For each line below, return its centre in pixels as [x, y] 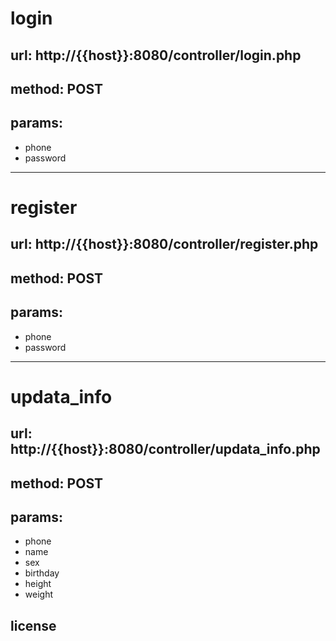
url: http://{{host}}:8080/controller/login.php [156, 55]
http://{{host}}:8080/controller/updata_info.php [165, 449]
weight [38, 594]
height [38, 584]
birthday [42, 573]
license [33, 625]
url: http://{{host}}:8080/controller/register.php [164, 244]
